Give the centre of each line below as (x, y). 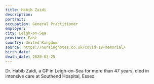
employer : (16, 29)
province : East (21, 38)
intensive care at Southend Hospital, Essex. (50, 76)
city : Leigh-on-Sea (26, 33)
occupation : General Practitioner (42, 24)
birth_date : (18, 52)
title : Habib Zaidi (26, 10)
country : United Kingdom (31, 43)
